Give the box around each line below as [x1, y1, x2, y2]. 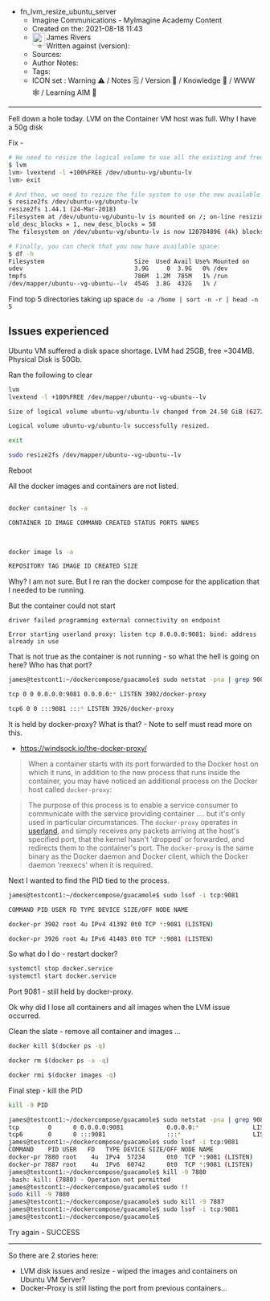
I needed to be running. [8, 585, 86, 595]
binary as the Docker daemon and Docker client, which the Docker [27, 852, 249, 861]
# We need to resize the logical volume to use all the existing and [8, 154, 247, 162]
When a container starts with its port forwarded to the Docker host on [27, 759, 259, 769]
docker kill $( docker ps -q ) [8, 1042, 106, 1050]
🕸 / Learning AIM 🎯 [31, 88, 97, 97]
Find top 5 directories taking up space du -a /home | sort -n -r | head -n [8, 294, 259, 304]
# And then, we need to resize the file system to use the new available [8, 191, 261, 199]
